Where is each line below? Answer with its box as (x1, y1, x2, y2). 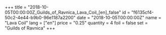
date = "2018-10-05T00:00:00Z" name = (77, 15, 162, 20)
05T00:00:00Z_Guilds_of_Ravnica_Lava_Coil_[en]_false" (5, 9, 122, 15)
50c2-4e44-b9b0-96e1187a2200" (5, 15, 76, 20)
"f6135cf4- (131, 9, 154, 15)
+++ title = (5, 4, 27, 10)
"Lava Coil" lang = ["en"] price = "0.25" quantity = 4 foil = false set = (5, 20, 148, 26)
